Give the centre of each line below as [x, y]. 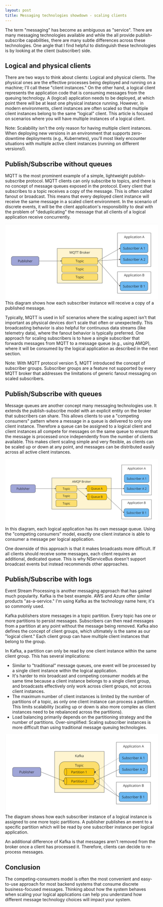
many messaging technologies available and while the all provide [70, 35]
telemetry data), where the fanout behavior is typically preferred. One [74, 333]
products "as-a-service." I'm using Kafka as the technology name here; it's [80, 601]
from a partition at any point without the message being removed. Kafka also [81, 626]
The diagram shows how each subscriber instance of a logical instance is [78, 817]
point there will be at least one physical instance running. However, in [74, 103]
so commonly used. [25, 606]
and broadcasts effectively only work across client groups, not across [82, 686]
